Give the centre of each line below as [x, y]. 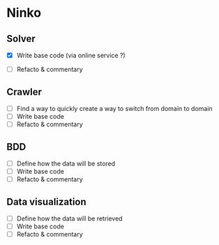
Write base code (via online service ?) [71, 55]
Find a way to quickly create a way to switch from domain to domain [115, 108]
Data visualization [46, 201]
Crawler [24, 92]
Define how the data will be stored [66, 163]
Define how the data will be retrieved [69, 218]
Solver [21, 39]
